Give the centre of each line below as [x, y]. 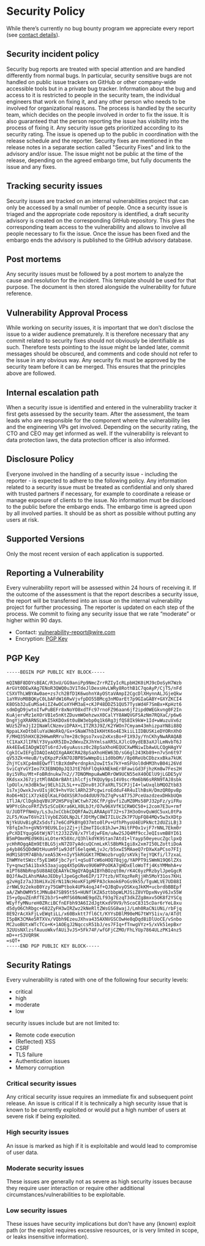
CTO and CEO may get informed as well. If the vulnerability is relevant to [97, 433]
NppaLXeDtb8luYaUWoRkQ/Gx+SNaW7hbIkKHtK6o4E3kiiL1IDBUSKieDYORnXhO [94, 732]
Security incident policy [53, 54]
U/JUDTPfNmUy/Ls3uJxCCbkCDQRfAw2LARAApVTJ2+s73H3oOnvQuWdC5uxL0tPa [94, 812]
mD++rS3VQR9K [23, 935]
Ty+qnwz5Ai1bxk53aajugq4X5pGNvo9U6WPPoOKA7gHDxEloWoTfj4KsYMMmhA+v [94, 866]
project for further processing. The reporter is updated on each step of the [100, 607]
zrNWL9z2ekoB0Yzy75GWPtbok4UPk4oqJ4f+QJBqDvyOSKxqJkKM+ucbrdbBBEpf [94, 887]
